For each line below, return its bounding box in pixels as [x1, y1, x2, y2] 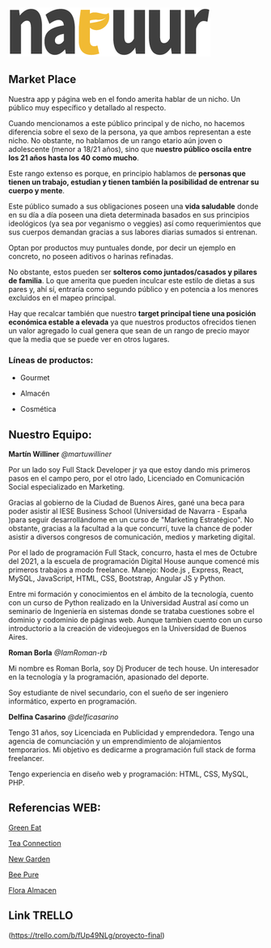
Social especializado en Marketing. [8, 481, 125, 492]
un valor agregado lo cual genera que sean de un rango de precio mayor [8, 325, 251, 335]
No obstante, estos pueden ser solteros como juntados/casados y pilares [8, 267, 257, 277]
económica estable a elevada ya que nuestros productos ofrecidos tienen [8, 317, 256, 327]
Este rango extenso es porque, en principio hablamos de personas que [8, 168, 247, 178]
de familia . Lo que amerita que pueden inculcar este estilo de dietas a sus [8, 275, 256, 286]
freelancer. [8, 753, 44, 763]
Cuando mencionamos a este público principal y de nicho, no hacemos [8, 118, 245, 128]
